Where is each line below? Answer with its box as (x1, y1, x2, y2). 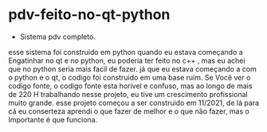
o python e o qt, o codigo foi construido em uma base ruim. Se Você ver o (8, 72, 251, 82)
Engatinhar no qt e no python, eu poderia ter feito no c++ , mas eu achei (8, 56, 245, 65)
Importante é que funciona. (8, 115, 98, 124)
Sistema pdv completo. (19, 32, 96, 41)
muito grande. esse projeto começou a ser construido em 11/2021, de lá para (8, 98, 260, 107)
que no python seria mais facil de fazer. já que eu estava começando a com (8, 64, 257, 73)
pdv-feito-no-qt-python (8, 6, 171, 24)
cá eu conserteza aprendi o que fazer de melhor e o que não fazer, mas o (8, 106, 249, 116)
